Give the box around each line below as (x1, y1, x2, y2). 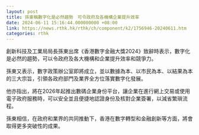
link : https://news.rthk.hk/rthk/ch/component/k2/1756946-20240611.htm (6, 25, 187, 31)
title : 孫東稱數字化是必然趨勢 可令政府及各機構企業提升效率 (6, 14, 140, 20)
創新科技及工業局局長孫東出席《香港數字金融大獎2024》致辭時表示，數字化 (6, 48, 191, 55)
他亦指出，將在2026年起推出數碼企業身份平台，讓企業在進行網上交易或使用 (6, 88, 191, 95)
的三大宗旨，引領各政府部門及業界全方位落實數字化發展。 (6, 75, 146, 82)
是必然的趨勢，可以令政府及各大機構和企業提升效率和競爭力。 (6, 55, 157, 62)
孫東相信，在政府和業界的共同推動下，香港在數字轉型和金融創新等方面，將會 (6, 115, 193, 122)
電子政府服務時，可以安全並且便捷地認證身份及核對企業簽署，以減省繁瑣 (6, 95, 182, 102)
